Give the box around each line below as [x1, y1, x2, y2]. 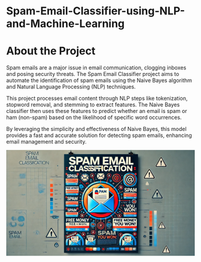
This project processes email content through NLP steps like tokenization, [6, 95, 188, 102]
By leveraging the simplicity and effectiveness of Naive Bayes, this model [6, 126, 187, 133]
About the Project [6, 44, 96, 58]
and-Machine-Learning [6, 17, 125, 31]
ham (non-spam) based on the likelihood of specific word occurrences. [6, 114, 182, 121]
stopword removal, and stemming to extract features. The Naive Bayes [6, 101, 180, 108]
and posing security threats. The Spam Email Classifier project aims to [6, 71, 179, 78]
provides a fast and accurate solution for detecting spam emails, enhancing [6, 132, 193, 139]
